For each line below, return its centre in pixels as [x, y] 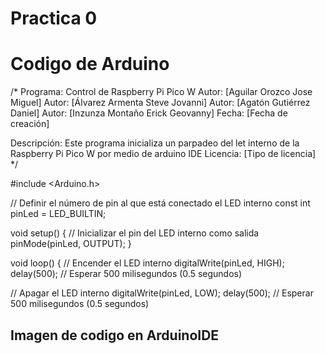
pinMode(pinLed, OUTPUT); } [71, 244]
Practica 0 [54, 18]
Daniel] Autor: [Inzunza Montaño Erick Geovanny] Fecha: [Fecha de [149, 113]
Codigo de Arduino [90, 64]
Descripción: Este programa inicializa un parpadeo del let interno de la [155, 143]
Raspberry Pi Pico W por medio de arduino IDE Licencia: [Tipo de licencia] [163, 154]
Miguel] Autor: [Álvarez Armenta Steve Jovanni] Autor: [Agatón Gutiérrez [160, 103]
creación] [30, 124]
